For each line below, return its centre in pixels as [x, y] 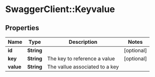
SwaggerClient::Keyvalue [60, 9]
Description [83, 42]
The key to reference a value [81, 59]
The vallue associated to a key [83, 67]
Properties [22, 28]
